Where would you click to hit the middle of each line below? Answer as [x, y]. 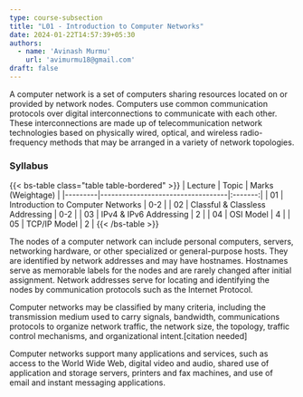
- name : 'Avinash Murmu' [64, 52]
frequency [28, 142]
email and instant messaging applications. [87, 382]
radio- [251, 132]
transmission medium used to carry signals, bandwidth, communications [145, 317]
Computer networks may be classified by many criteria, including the [138, 307]
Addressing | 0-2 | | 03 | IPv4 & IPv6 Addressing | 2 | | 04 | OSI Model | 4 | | [150, 215]
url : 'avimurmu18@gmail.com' [80, 60]
